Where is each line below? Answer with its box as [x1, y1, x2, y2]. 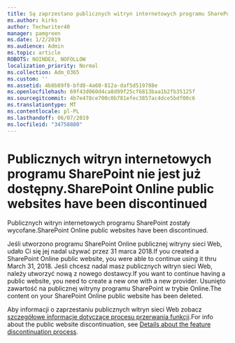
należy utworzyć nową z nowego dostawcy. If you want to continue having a [7, 269, 226, 278]
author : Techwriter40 [7, 23, 71, 30]
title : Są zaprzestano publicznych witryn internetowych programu [7, 10, 205, 17]
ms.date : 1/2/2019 [7, 36, 61, 43]
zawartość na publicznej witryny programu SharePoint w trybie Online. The [7, 284, 222, 293]
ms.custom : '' [7, 75, 49, 83]
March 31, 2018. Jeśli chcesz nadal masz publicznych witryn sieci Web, [7, 262, 213, 270]
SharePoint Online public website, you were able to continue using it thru [7, 255, 217, 263]
